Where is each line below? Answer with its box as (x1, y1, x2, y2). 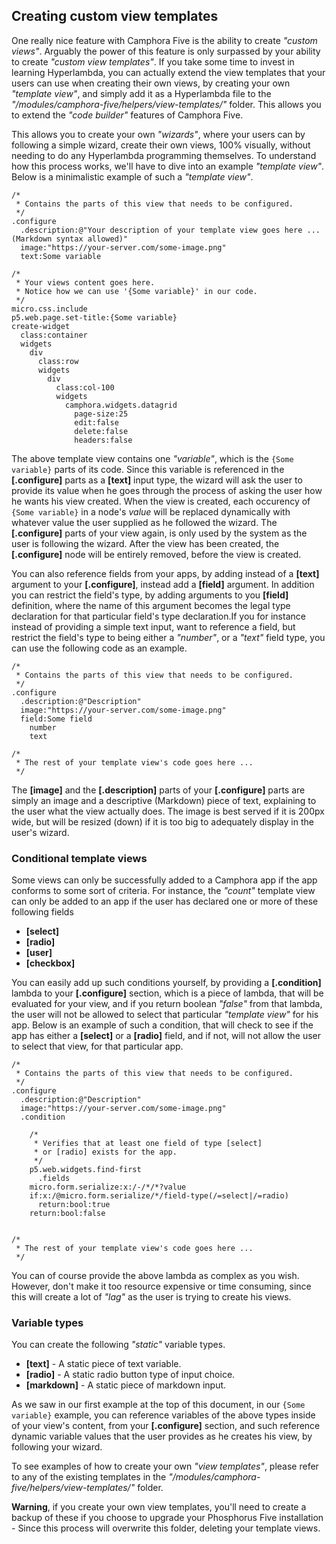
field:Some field (20, 714, 93, 724)
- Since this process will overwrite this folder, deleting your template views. (11, 1522, 321, 1534)
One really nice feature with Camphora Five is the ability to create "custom (11, 34, 318, 46)
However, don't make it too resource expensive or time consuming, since (11, 1280, 312, 1293)
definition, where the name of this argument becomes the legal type (11, 599, 291, 611)
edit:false (74, 417, 119, 428)
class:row (37, 356, 79, 366)
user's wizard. (11, 826, 70, 838)
